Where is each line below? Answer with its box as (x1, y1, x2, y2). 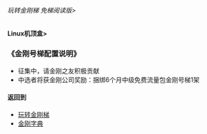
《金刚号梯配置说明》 (7, 49, 81, 59)
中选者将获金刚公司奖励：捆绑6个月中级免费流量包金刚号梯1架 (17, 75, 200, 84)
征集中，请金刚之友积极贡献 (17, 66, 100, 75)
